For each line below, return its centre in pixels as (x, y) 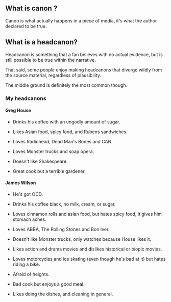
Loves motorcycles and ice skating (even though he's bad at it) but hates (89, 259)
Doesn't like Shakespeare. (40, 161)
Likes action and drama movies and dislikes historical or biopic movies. (87, 249)
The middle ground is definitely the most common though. (66, 85)
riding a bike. (26, 264)
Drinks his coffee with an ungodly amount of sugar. (66, 121)
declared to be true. (26, 26)
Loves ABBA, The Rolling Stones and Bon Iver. (61, 229)
